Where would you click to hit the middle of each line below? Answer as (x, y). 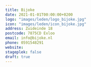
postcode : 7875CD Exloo (30, 33)
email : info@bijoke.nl (29, 38)
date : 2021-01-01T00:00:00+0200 (39, 15)
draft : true (18, 57)
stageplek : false (23, 52)
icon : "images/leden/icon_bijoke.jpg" (46, 24)
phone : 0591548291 (24, 43)
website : (14, 47)
